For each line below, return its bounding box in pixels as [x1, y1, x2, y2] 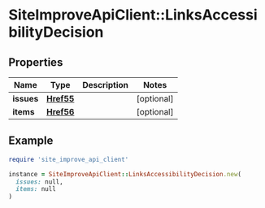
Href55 [46, 93, 75, 104]
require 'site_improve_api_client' [8, 155, 129, 163]
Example [8, 134, 54, 148]
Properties [8, 55, 63, 69]
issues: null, [15, 177, 63, 186]
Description [82, 80, 128, 90]
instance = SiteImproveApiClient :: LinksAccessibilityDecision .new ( [8, 170, 242, 178]
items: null [15, 185, 57, 193]
